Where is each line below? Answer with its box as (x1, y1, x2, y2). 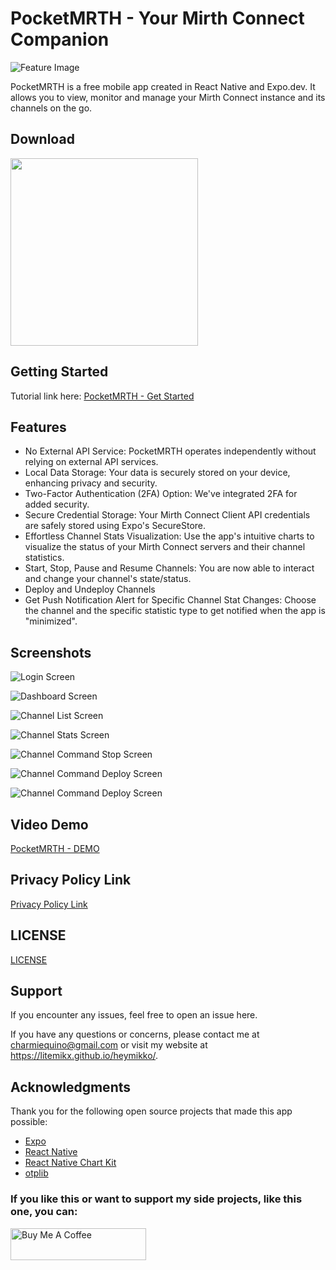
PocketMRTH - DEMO (10, 843, 100, 854)
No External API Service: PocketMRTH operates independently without (24, 445, 317, 457)
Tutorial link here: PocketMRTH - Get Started (10, 390, 195, 402)
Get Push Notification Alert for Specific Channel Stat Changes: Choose (24, 594, 317, 606)
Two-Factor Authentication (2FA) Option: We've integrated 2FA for (24, 488, 298, 500)
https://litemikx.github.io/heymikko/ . (10, 1050, 159, 1062)
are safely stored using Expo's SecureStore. (24, 520, 207, 532)
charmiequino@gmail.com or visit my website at (10, 1039, 208, 1051)
